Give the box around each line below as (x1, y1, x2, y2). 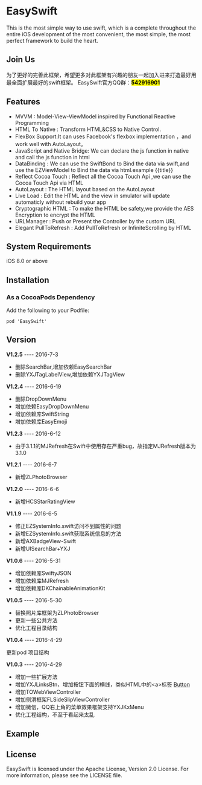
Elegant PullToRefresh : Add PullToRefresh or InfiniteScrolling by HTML (14, 224, 192, 231)
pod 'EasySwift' (6, 319, 47, 325)
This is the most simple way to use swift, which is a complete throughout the (6, 24, 197, 31)
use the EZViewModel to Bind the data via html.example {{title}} (14, 166, 174, 173)
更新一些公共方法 (14, 617, 58, 624)
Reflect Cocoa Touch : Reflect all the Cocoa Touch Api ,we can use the (14, 173, 191, 180)
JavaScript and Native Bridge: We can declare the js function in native (14, 147, 189, 154)
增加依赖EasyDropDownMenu (14, 402, 89, 410)
